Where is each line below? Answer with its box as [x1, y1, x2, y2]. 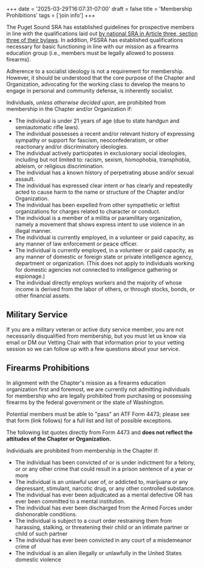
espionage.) [15, 272, 46, 280]
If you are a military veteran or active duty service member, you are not [6, 325, 184, 333]
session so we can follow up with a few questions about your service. [6, 345, 180, 352]
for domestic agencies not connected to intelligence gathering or [15, 266, 178, 273]
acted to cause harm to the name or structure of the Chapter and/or [15, 188, 185, 196]
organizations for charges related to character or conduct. [15, 208, 161, 215]
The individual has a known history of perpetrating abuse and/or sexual [15, 169, 194, 176]
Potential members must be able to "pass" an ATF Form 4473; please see [6, 410, 190, 417]
